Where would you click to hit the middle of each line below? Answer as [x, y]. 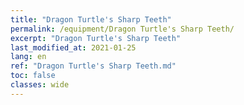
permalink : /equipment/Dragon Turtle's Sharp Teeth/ [122, 29]
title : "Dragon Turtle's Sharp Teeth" [91, 19]
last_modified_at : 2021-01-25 [73, 47]
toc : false [33, 76]
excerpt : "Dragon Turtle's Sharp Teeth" [96, 38]
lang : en [28, 57]
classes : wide [40, 85]
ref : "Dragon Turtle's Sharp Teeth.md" [93, 66]
